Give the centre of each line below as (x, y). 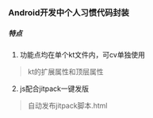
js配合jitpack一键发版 (54, 88)
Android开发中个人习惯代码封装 (69, 12)
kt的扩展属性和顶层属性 (66, 71)
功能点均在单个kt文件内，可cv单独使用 (82, 54)
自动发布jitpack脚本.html (67, 105)
